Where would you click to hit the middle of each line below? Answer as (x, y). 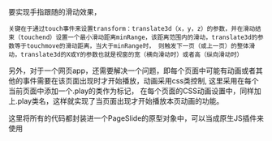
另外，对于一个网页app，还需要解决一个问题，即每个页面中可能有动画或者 (132, 70)
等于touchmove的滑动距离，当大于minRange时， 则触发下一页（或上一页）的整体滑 (135, 46)
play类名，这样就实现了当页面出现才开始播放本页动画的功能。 (121, 101)
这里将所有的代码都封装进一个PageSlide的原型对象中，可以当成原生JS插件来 (136, 118)
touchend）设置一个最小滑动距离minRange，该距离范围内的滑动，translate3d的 (139, 37)
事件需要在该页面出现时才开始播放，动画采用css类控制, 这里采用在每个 (140, 81)
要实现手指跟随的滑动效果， (55, 12)
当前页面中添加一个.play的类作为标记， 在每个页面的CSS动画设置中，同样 (131, 91)
